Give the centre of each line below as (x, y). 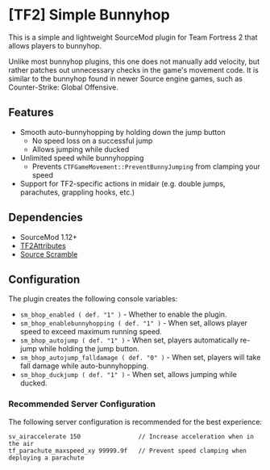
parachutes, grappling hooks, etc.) (77, 192)
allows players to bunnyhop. (55, 45)
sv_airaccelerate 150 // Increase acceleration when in (131, 436)
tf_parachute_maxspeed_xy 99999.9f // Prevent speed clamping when (128, 451)
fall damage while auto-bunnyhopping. (84, 366)
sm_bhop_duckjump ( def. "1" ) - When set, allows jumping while (129, 375)
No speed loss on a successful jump (92, 141)
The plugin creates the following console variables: (93, 299)
